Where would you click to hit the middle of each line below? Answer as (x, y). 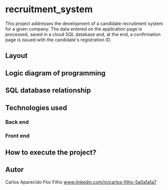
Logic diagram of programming (55, 73)
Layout (17, 56)
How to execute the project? (51, 152)
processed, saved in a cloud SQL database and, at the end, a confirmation (83, 34)
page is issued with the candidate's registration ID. (58, 40)
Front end (17, 136)
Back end (17, 122)
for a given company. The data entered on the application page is (74, 29)
